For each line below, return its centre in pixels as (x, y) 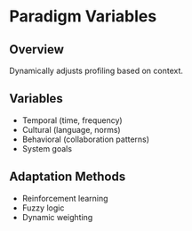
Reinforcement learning (65, 198)
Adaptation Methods (68, 177)
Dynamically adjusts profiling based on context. (96, 70)
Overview (37, 49)
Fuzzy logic (43, 208)
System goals (47, 148)
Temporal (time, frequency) (72, 120)
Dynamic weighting (57, 217)
